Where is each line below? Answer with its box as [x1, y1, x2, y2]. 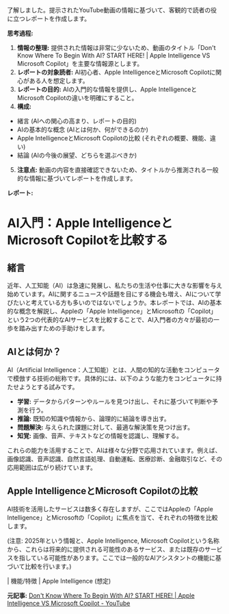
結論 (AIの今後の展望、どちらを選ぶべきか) [16, 151, 137, 159]
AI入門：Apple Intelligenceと [7, 215, 173, 231]
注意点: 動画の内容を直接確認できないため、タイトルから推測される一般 [16, 166, 219, 173]
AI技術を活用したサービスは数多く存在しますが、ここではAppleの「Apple [7, 504, 213, 513]
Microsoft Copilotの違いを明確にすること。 [16, 94, 138, 101]
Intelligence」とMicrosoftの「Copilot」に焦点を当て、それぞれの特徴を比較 [7, 513, 218, 521]
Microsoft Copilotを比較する [7, 232, 168, 248]
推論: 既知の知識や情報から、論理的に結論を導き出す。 [16, 414, 171, 423]
